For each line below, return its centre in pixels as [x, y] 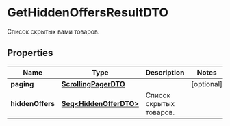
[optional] [207, 84]
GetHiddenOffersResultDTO [88, 13]
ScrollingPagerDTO [93, 84]
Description [165, 72]
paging [22, 84]
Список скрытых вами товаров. [53, 32]
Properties [30, 53]
